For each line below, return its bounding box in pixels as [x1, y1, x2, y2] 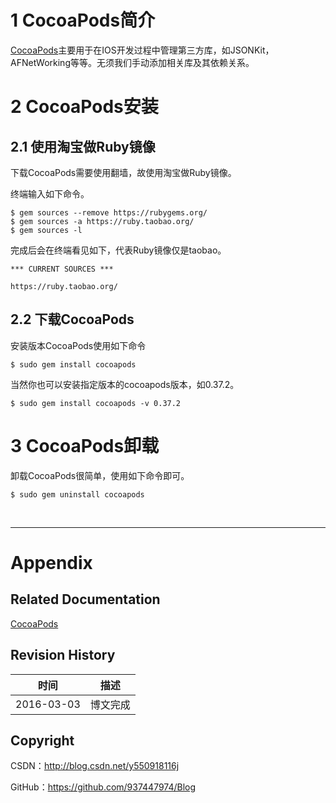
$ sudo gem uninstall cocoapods [10, 489, 145, 500]
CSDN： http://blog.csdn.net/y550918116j [10, 760, 180, 772]
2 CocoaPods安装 [10, 96, 159, 118]
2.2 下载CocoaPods [10, 311, 135, 328]
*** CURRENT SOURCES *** [10, 264, 114, 274]
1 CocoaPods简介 [10, 9, 156, 32]
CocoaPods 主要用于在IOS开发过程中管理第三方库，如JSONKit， [10, 44, 275, 56]
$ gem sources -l [10, 225, 83, 235]
